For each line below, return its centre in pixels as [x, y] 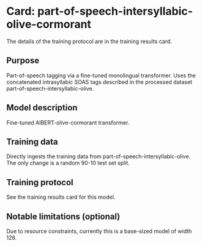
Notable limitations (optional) [63, 216]
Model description [42, 108]
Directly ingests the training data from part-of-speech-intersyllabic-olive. [99, 156]
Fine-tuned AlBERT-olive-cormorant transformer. [68, 122]
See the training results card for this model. [61, 197]
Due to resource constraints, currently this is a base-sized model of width [99, 231]
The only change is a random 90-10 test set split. [68, 163]
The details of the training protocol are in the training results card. [89, 41]
